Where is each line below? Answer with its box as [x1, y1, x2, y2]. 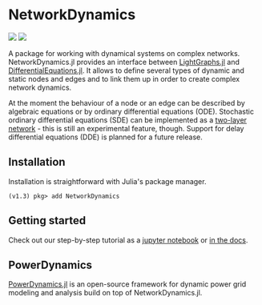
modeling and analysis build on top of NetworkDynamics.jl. [8, 288, 203, 298]
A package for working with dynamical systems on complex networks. [8, 48, 240, 58]
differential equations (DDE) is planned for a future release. [8, 132, 203, 142]
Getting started [8, 214, 87, 227]
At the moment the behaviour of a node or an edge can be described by [8, 98, 246, 107]
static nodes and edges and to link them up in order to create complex [8, 74, 240, 83]
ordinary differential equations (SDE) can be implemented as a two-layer [8, 114, 247, 125]
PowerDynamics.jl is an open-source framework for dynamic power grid [8, 279, 247, 289]
